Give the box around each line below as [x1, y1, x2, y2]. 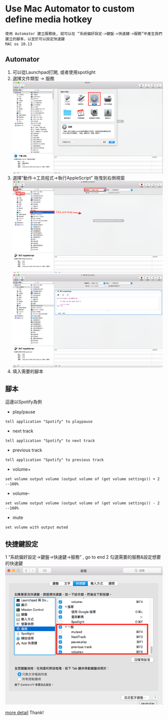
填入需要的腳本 [12, 368, 43, 374]
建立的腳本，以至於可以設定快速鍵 [5, 36, 65, 42]
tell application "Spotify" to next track [5, 439, 95, 444]
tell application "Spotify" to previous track [5, 458, 104, 463]
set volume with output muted [5, 525, 68, 530]
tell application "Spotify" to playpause [5, 419, 93, 424]
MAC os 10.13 [5, 41, 32, 47]
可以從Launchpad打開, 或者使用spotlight [12, 69, 96, 75]
